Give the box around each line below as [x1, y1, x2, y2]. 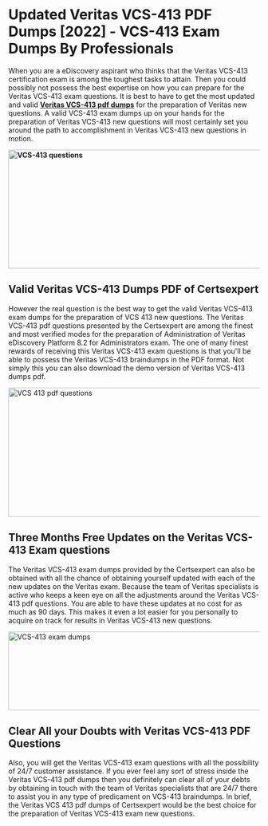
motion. [8, 133, 33, 143]
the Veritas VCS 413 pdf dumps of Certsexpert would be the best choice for [8, 800, 257, 810]
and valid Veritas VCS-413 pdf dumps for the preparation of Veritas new [8, 100, 247, 109]
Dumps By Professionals [8, 40, 174, 57]
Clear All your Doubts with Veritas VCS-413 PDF [8, 724, 251, 737]
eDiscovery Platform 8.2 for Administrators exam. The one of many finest [8, 338, 249, 347]
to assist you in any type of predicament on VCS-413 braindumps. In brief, [8, 792, 251, 801]
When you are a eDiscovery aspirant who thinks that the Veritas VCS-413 [8, 65, 249, 75]
